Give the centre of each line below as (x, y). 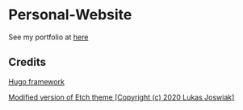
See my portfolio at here (48, 37)
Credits (27, 62)
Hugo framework (36, 81)
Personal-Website (70, 15)
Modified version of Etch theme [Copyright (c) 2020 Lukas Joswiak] (121, 97)
